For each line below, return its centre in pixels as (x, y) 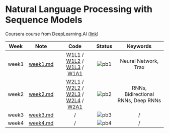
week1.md (41, 64)
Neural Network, (139, 61)
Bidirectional (139, 94)
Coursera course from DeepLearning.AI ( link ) (52, 34)
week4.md (41, 123)
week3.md (41, 115)
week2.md (41, 94)
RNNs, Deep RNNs (139, 100)
